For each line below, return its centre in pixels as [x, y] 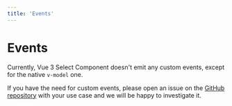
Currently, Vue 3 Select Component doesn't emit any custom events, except [116, 67]
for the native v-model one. [45, 74]
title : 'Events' [31, 14]
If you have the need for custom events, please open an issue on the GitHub [116, 88]
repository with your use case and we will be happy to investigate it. [104, 95]
